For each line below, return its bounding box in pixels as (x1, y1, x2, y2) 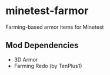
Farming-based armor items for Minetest (5, 23, 104, 30)
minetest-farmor (5, 4, 89, 18)
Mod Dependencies (5, 40, 79, 50)
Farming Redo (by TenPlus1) (14, 62, 82, 69)
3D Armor (14, 56, 38, 63)
